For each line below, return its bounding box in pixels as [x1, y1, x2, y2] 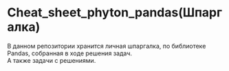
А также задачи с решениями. [7, 56, 96, 64]
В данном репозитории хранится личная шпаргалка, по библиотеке [7, 42, 206, 50]
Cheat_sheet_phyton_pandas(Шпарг [7, 5, 222, 20]
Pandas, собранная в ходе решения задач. [7, 49, 133, 57]
